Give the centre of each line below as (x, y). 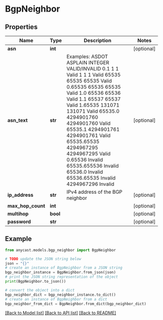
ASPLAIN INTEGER (88, 63)
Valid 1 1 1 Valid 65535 (93, 75)
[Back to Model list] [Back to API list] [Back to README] (61, 313)
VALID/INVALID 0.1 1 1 (92, 69)
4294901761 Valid (88, 135)
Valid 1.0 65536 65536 (94, 93)
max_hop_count (26, 206)
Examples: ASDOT (87, 57)
